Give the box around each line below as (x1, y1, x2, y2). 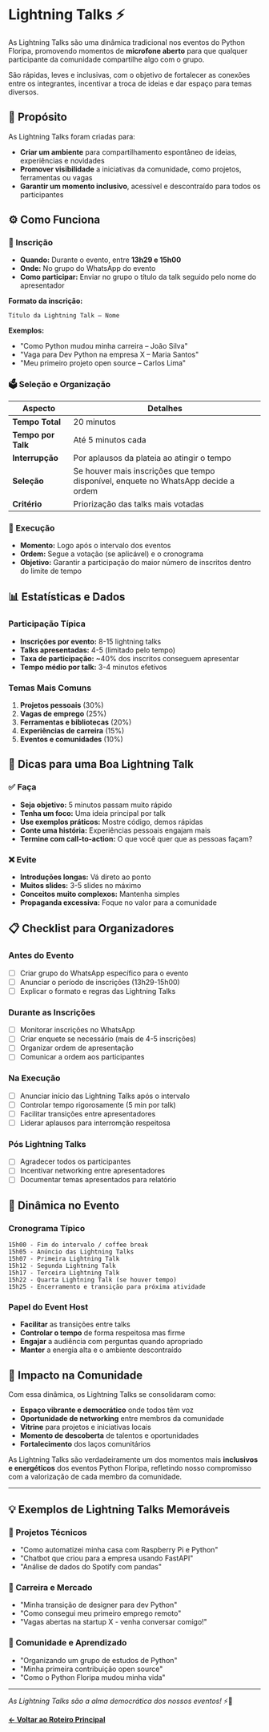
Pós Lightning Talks (8, 1138, 86, 1149)
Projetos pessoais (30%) (19, 700, 104, 710)
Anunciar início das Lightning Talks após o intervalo (19, 1091, 191, 1100)
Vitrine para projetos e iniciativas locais (19, 1423, 152, 1432)
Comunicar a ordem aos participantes (19, 1052, 145, 1062)
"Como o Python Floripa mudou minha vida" (19, 1672, 166, 1682)
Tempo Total (12, 416, 62, 427)
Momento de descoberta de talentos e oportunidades (19, 1431, 199, 1440)
